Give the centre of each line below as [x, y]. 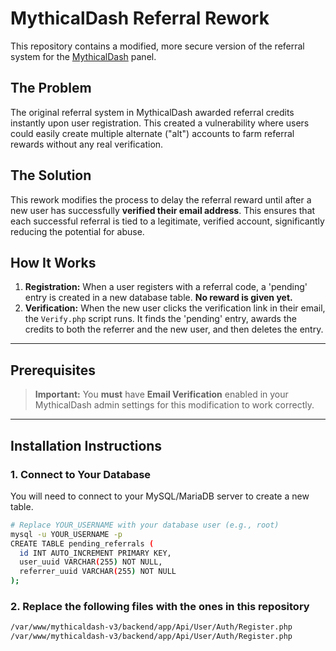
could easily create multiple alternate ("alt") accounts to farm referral [152, 133]
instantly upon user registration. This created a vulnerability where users [160, 123]
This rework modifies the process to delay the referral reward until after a [161, 199]
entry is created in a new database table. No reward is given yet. [158, 298]
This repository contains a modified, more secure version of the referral [157, 46]
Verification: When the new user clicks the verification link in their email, [175, 308]
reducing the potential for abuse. [77, 231]
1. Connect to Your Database [81, 474]
